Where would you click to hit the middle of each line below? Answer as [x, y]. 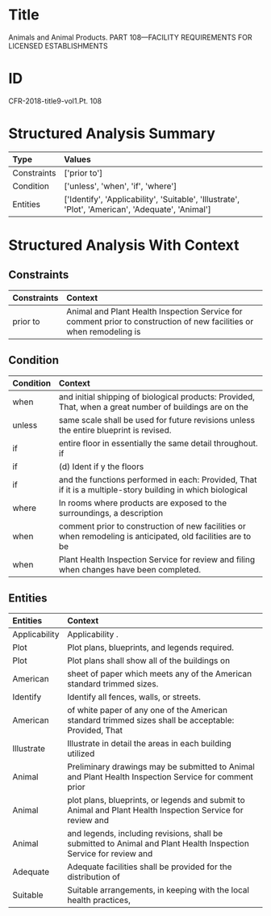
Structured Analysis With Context [124, 245]
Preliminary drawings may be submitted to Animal [161, 767]
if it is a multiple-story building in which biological [153, 489]
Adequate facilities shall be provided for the [150, 867]
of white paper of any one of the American [148, 711]
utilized [81, 753]
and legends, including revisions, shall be [145, 834]
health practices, [99, 901]
